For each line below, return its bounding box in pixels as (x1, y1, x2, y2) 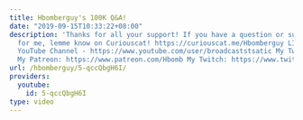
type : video (9, 97, 54, 106)
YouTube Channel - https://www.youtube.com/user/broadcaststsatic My (17, 47, 284, 56)
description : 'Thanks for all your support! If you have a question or (9, 30, 284, 39)
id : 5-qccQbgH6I (25, 88, 87, 97)
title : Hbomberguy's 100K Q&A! (9, 13, 127, 23)
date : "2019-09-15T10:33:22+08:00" (9, 22, 143, 31)
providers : (9, 72, 50, 81)
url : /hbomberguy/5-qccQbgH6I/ (9, 64, 127, 73)
